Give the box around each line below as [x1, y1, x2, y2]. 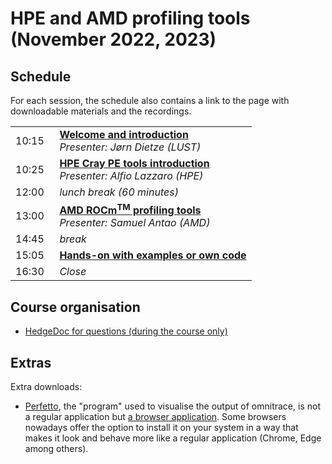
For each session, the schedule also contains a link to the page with [10, 95, 290, 106]
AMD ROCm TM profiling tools [59, 202, 202, 217]
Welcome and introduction [59, 128, 189, 141]
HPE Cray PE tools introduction [59, 157, 210, 170]
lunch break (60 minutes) [59, 185, 179, 199]
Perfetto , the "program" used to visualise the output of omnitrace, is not [24, 400, 321, 412]
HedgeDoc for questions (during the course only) [24, 325, 228, 337]
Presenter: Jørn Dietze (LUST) [59, 140, 202, 154]
